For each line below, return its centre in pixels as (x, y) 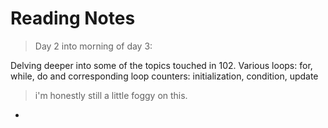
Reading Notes (73, 18)
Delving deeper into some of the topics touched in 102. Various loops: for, (161, 65)
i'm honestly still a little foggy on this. (111, 95)
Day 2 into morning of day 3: (93, 46)
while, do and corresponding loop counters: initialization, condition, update (164, 76)
